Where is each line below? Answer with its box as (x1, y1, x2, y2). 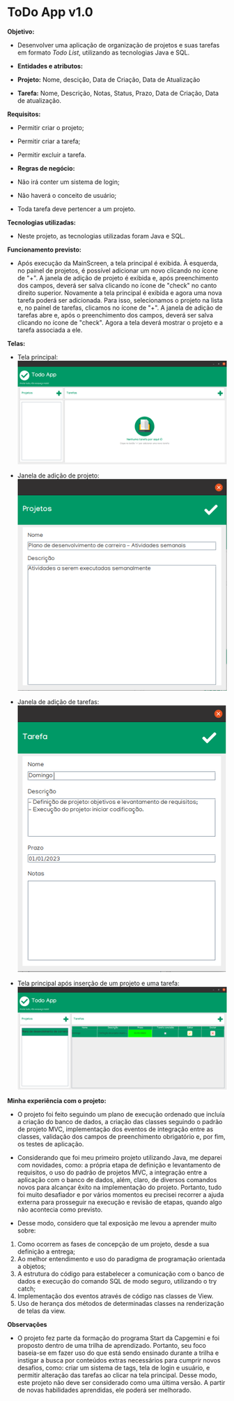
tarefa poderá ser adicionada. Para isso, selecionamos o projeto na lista (17, 296, 223, 304)
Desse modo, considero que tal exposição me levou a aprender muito (17, 1219, 217, 1227)
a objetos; (17, 1262, 47, 1270)
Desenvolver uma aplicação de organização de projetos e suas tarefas (17, 41, 220, 49)
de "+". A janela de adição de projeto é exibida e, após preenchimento (17, 273, 219, 282)
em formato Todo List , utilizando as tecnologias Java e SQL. (17, 48, 190, 57)
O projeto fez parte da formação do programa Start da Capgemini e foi (17, 1333, 220, 1342)
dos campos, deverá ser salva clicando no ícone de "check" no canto (17, 281, 217, 289)
